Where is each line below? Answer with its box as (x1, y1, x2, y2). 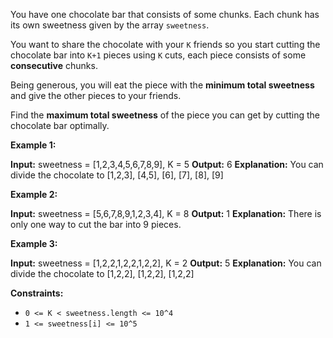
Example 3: (10, 238, 58, 249)
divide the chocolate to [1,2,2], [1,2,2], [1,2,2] (10, 268, 195, 279)
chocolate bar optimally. (10, 120, 110, 131)
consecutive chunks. (10, 60, 98, 71)
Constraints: (10, 287, 64, 299)
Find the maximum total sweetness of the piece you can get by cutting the (10, 109, 320, 121)
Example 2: (10, 189, 58, 200)
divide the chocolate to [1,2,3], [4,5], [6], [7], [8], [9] (10, 169, 224, 181)
